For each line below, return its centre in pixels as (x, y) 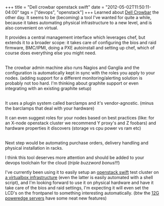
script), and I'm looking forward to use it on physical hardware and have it (79, 183)
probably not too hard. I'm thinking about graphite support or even (72, 83)
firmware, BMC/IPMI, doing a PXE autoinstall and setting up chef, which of (80, 48)
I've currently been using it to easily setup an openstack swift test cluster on (82, 172)
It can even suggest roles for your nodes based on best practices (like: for (80, 118)
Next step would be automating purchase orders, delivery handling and (77, 143)
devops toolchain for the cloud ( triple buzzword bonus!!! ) (62, 163)
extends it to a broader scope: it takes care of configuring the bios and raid (81, 43)
